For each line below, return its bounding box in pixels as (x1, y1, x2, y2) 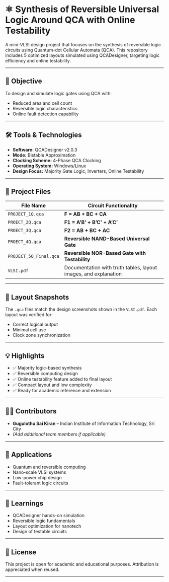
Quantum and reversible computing (12, 464, 86, 470)
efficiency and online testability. (5, 57, 71, 63)
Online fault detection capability (12, 111, 79, 117)
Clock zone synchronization (12, 332, 70, 338)
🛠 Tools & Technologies (5, 131, 82, 139)
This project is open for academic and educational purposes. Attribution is (5, 561, 159, 567)
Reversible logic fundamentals (12, 518, 75, 524)
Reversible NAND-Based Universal (64, 235, 150, 242)
